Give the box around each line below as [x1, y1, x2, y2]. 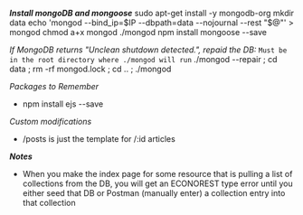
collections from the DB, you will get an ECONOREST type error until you [22, 178, 293, 189]
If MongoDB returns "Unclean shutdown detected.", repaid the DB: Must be [9, 44, 288, 55]
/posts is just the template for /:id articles [22, 134, 176, 144]
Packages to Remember [9, 81, 99, 91]
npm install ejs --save [22, 98, 104, 109]
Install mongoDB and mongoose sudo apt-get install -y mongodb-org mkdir [9, 8, 295, 18]
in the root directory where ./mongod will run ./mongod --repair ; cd [9, 54, 278, 64]
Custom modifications [9, 117, 92, 126]
